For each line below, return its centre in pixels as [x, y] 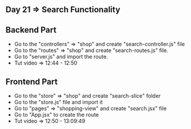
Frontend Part [32, 81]
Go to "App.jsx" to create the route [57, 115]
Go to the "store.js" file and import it [58, 102]
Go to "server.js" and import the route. [61, 57]
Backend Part [31, 30]
